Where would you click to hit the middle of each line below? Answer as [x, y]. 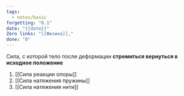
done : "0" [19, 39]
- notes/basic [29, 17]
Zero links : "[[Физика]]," [40, 34]
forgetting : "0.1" [29, 23]
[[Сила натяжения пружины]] [52, 80]
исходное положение [35, 63]
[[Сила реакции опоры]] [46, 74]
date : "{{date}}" [28, 28]
